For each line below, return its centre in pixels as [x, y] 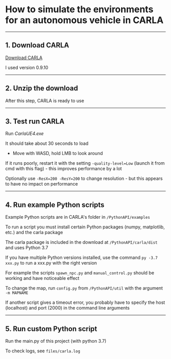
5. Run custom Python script [51, 329]
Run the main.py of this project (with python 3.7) [56, 341]
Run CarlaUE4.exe [25, 134]
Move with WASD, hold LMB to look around [58, 153]
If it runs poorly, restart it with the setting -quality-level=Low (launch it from [85, 163]
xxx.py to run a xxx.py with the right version [51, 263]
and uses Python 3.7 [27, 248]
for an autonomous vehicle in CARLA [84, 20]
